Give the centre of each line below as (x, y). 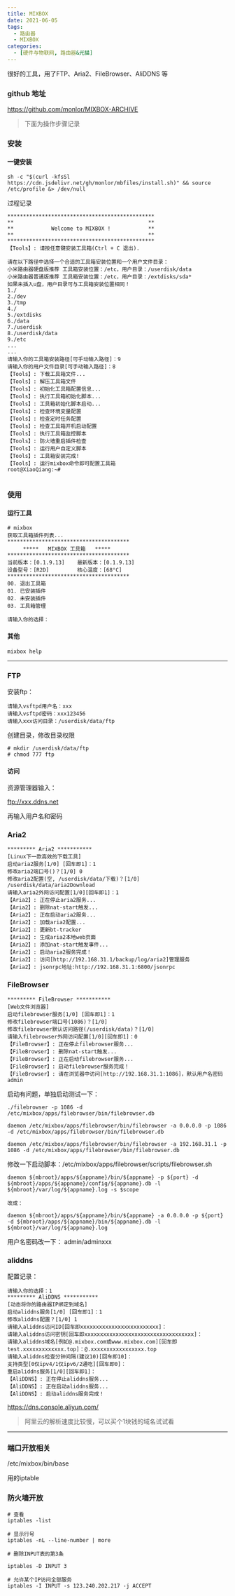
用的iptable (23, 1478)
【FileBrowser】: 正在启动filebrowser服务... (71, 1059)
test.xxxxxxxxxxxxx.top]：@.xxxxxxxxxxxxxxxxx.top (82, 1350)
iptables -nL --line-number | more (59, 1540)
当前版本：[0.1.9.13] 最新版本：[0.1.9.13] (71, 563)
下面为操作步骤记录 (52, 124)
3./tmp (17, 303)
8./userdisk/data (33, 334)
